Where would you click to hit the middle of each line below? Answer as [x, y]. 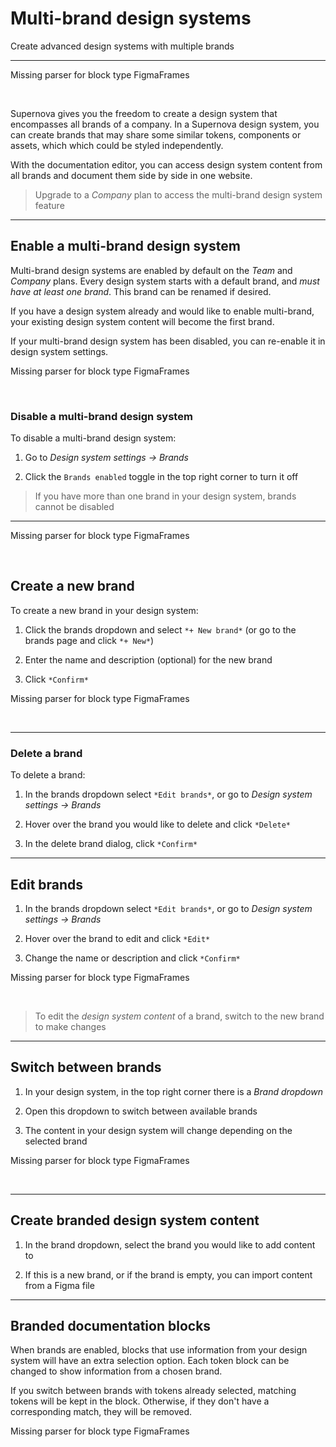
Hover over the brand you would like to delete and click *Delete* [157, 824]
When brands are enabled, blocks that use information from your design [159, 1350]
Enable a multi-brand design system [125, 246]
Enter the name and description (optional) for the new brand [148, 659]
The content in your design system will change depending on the [158, 1130]
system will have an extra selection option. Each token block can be [150, 1361]
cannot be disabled [74, 507]
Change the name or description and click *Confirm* [132, 958]
